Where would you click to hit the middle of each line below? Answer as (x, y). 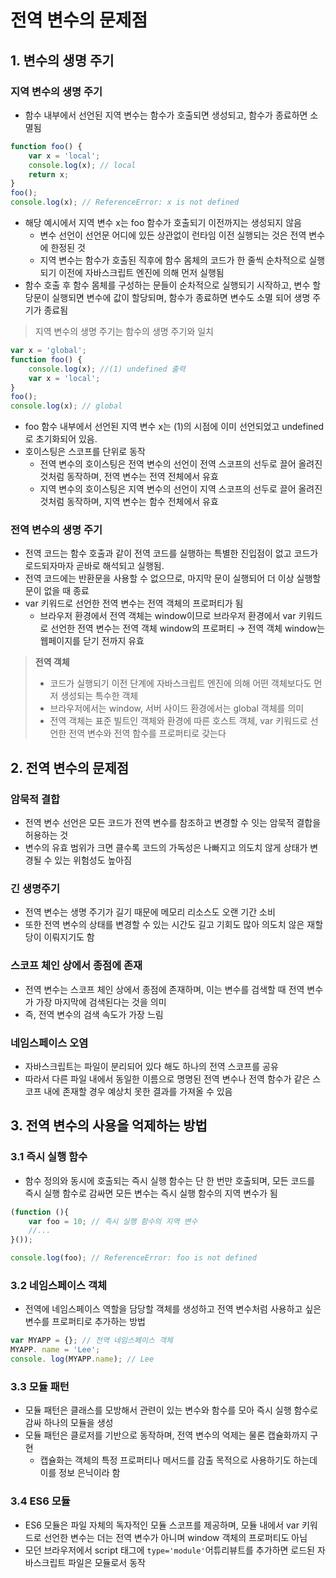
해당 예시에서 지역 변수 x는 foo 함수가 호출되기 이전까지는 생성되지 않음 (163, 222)
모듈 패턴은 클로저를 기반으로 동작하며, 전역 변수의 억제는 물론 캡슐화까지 (166, 1435)
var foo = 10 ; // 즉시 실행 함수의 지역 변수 (113, 1221)
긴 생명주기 (35, 889)
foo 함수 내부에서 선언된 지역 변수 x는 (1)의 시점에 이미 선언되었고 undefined (174, 427)
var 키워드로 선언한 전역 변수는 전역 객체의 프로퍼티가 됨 (134, 603)
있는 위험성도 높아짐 (93, 860)
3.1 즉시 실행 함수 (49, 1157)
